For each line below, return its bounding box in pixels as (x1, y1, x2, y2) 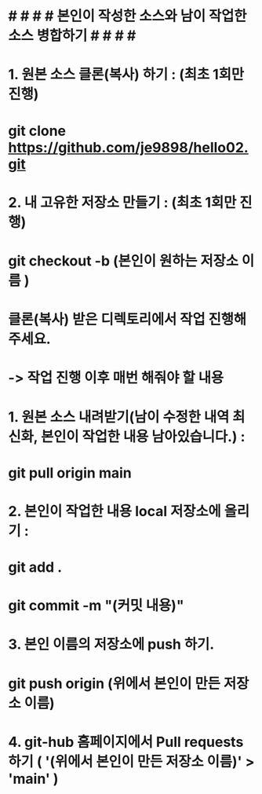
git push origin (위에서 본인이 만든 (8, 675, 221, 692)
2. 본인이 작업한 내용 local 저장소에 (8, 502, 221, 520)
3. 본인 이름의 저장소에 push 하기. (8, 635, 215, 653)
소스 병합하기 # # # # (8, 27, 136, 45)
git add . (8, 558, 63, 576)
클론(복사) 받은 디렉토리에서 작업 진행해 (8, 311, 247, 328)
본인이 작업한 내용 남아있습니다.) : (40, 427, 246, 445)
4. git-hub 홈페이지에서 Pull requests (8, 733, 244, 751)
